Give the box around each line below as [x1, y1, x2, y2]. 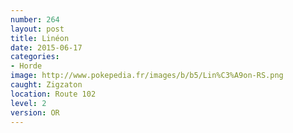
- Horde [10, 61, 43, 71]
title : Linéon [10, 33, 70, 43]
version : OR [10, 107, 60, 118]
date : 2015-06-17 [10, 42, 83, 53]
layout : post [10, 24, 65, 34]
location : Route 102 [10, 89, 97, 99]
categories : [10, 52, 60, 62]
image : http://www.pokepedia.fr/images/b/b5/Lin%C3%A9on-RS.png [10, 71, 284, 81]
